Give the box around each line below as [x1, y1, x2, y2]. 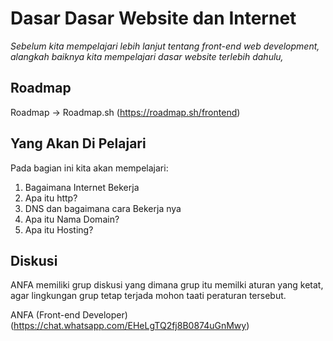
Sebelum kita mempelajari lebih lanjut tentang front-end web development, [10, 40, 320, 52]
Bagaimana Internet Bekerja [24, 181, 140, 193]
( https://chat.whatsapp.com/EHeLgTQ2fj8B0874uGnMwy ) [10, 320, 250, 332]
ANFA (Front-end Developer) [10, 309, 128, 321]
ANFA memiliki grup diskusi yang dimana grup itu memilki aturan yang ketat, [10, 279, 324, 291]
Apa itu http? [24, 192, 78, 204]
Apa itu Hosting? [24, 223, 94, 236]
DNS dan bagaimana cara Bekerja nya [24, 202, 182, 214]
